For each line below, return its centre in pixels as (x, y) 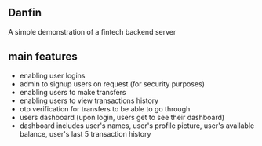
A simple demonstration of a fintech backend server (92, 31)
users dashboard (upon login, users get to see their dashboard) (122, 117)
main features (43, 57)
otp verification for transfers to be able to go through (105, 108)
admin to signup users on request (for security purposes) (112, 84)
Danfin (25, 13)
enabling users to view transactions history (89, 100)
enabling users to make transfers (73, 92)
